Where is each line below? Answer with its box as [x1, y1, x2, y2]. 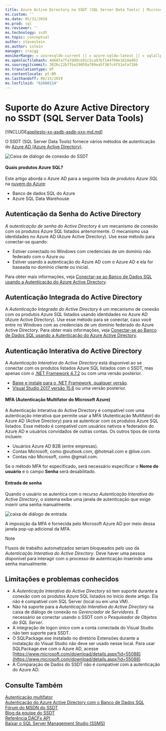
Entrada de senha [5, 480, 42, 486]
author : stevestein [5, 40, 45, 44]
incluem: [5, 434, 23, 440]
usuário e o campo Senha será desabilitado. [5, 469, 96, 475]
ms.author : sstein [5, 44, 43, 49]
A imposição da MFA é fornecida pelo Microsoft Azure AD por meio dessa [5, 521, 156, 527]
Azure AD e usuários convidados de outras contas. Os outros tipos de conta [5, 428, 160, 435]
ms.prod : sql [5, 21, 32, 26]
